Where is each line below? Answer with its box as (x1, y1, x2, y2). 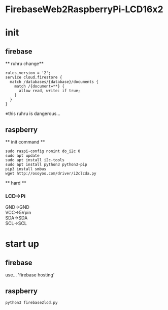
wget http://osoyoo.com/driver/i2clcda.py (5, 171, 96, 176)
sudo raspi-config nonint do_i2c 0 (5, 149, 81, 154)
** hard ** (5, 180, 26, 186)
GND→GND (5, 204, 29, 210)
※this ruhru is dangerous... (5, 110, 61, 117)
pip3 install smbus (5, 166, 47, 172)
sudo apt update (5, 153, 40, 158)
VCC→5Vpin (5, 210, 31, 216)
